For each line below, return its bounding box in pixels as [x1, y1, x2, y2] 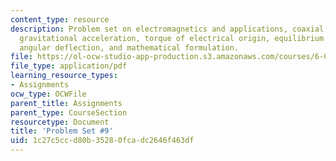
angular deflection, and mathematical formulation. [19, 42, 240, 53]
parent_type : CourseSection [10, 107, 128, 118]
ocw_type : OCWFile [10, 89, 87, 99]
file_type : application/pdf [10, 61, 128, 71]
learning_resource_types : [10, 71, 118, 81]
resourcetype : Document [10, 117, 110, 127]
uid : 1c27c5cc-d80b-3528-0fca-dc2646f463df [10, 136, 195, 146]
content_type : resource [10, 14, 110, 25]
